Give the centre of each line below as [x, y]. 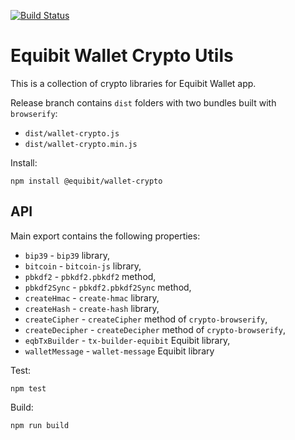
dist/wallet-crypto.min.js [81, 144]
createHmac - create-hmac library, [92, 297]
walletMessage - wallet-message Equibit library [119, 351]
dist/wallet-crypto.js [72, 133]
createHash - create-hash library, [92, 308]
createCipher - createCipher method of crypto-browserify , [146, 319]
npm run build [40, 425]
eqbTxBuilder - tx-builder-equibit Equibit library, [127, 340]
